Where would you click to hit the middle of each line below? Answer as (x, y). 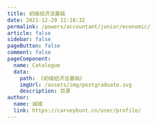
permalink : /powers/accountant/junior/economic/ (79, 26)
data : (22, 72)
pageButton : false (34, 46)
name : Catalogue (37, 65)
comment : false (29, 53)
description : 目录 (45, 91)
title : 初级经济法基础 (36, 14)
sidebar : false (29, 40)
